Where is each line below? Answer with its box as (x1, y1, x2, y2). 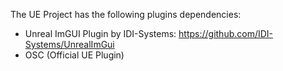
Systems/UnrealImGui (24, 39, 115, 50)
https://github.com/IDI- (178, 28, 274, 39)
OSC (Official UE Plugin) (24, 49, 125, 61)
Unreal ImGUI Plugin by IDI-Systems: (24, 28, 177, 39)
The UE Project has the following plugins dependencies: (10, 9, 242, 20)
